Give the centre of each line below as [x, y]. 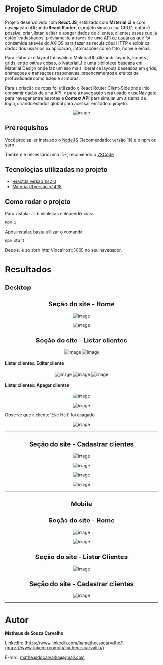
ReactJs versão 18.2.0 [34, 181]
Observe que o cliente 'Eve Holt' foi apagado [50, 415]
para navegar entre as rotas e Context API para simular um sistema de [76, 98]
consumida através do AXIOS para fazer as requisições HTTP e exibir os [77, 43]
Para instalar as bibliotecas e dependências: [49, 214]
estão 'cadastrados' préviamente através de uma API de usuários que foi [78, 38]
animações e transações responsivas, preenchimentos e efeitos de [72, 73]
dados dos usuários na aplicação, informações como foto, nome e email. [78, 48]
